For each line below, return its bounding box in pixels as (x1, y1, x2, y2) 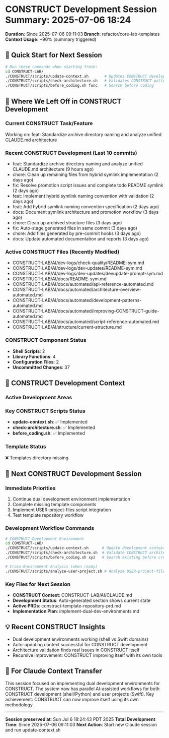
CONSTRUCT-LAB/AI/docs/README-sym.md (12, 276, 107, 282)
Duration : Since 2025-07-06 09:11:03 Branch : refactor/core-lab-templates (5, 31, 160, 37)
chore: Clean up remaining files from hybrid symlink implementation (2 (12, 171, 159, 177)
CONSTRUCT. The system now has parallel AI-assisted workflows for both (5, 686, 160, 692)
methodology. (5, 702, 34, 708)
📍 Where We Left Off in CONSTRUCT (5, 97, 122, 105)
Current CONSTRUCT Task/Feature (5, 120, 93, 127)
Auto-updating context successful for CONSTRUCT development (12, 641, 148, 647)
